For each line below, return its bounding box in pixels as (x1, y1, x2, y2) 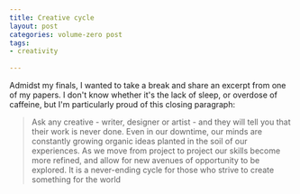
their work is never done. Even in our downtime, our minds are (31, 126, 263, 136)
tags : (9, 38, 30, 48)
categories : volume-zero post (9, 30, 123, 39)
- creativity (9, 47, 59, 56)
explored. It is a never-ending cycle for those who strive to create (31, 164, 275, 175)
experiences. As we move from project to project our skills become (31, 145, 281, 156)
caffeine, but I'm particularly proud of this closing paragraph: (9, 99, 236, 109)
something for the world (31, 174, 122, 185)
